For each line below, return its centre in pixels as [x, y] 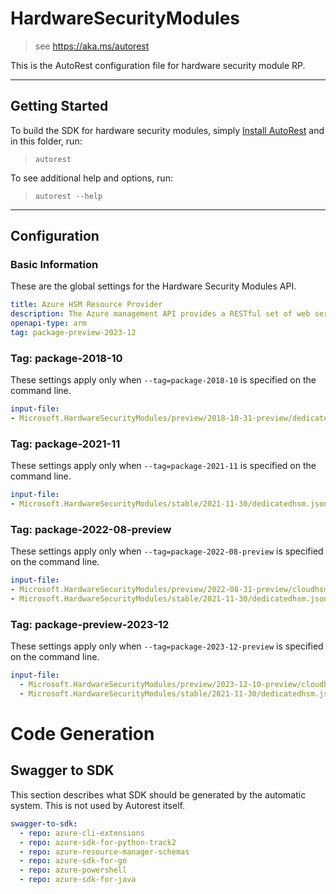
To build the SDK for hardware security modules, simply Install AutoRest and [167, 130]
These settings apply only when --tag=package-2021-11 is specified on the [163, 466]
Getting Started [59, 106]
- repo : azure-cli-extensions [82, 833]
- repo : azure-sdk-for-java [78, 880]
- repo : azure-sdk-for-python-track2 [98, 842]
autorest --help [68, 196]
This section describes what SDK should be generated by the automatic [158, 794]
